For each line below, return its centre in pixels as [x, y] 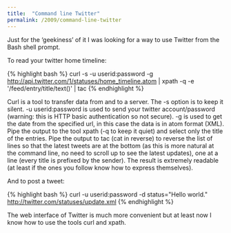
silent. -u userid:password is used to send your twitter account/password [111, 109]
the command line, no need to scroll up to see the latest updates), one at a [113, 153]
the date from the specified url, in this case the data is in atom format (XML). [115, 123]
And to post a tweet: [36, 181]
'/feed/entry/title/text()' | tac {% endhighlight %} [76, 88]
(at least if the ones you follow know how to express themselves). [100, 168]
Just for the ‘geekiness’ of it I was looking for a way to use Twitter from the [113, 39]
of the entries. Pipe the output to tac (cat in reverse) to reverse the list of [110, 138]
